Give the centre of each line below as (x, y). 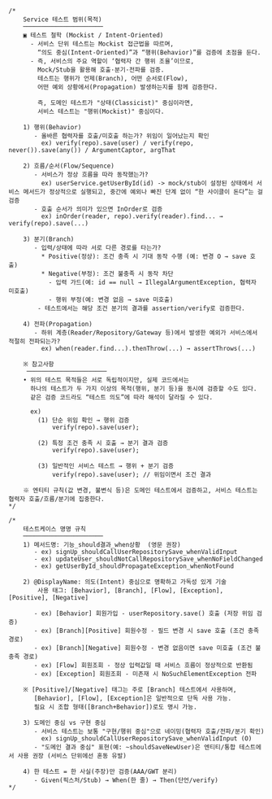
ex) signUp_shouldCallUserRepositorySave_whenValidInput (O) (147, 739)
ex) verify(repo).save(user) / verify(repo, (118, 143)
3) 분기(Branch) (49, 239)
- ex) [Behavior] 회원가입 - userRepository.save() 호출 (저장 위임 (143, 613)
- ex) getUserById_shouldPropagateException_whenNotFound (134, 566)
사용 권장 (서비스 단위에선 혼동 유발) (72, 756)
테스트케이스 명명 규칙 (55, 529)
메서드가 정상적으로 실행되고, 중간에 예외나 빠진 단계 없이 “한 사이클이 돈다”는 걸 (143, 192)
